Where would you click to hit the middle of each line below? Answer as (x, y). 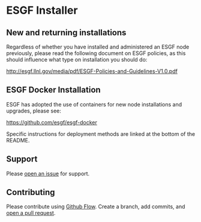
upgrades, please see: (34, 111)
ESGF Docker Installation (53, 90)
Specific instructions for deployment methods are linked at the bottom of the (101, 134)
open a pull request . (31, 213)
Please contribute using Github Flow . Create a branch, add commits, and (96, 206)
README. (18, 140)
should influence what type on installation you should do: (77, 60)
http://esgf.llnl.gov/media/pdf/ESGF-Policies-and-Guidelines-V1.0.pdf (92, 71)
